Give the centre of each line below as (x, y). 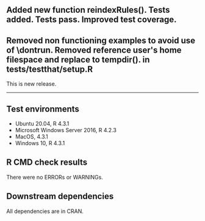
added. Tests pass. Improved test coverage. (92, 20)
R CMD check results (47, 163)
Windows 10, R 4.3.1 (40, 143)
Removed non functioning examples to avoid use (101, 40)
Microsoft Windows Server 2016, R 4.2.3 (66, 130)
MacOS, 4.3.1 (32, 137)
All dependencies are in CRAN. (45, 211)
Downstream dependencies (60, 196)
